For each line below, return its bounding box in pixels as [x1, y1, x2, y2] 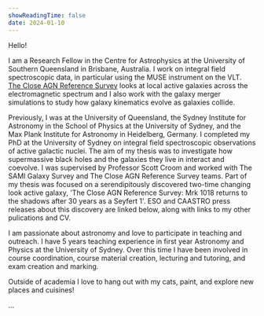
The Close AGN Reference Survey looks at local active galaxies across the [8, 80, 249, 90]
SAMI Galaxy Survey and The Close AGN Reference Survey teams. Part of [8, 171, 247, 181]
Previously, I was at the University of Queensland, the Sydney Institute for [8, 112, 246, 122]
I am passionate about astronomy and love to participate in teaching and [8, 228, 242, 237]
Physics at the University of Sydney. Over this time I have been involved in [8, 244, 248, 254]
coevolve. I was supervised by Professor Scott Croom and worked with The [8, 163, 253, 172]
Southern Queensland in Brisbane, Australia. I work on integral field [8, 64, 225, 73]
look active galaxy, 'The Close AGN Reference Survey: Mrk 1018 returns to [8, 188, 248, 197]
